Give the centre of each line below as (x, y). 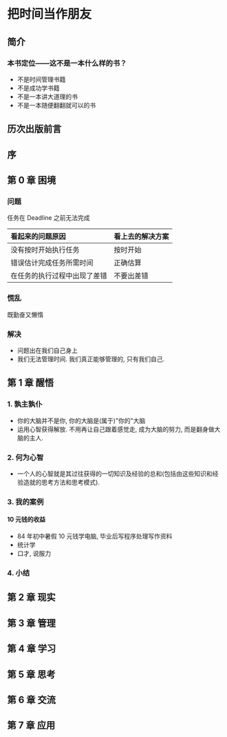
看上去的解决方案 (142, 236)
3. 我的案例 (25, 502)
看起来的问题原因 (39, 236)
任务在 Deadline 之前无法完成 (48, 218)
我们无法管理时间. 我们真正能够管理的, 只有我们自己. (91, 359)
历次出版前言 (34, 129)
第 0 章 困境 (32, 180)
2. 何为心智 (25, 457)
